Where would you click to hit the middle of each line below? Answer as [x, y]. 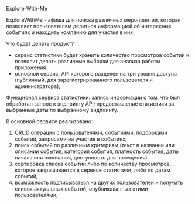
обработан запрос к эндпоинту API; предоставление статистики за [90, 104]
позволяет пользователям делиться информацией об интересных [89, 26]
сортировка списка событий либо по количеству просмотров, [93, 164]
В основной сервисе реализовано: [49, 121]
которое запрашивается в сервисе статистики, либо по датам [93, 170]
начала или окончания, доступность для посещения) [81, 157]
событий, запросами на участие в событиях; [71, 139]
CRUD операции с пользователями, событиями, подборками [91, 132]
